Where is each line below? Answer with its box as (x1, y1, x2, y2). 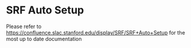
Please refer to (6, 23, 42, 30)
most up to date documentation (6, 35, 82, 42)
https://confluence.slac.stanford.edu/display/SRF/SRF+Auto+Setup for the (6, 29, 186, 36)
